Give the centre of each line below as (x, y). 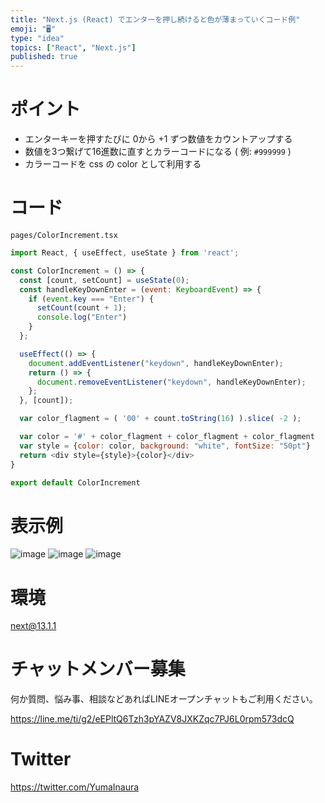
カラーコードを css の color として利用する (113, 164)
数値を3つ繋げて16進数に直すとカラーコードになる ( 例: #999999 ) (158, 152)
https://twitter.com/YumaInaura (75, 787)
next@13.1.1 (33, 626)
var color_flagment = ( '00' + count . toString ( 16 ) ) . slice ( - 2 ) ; (160, 419)
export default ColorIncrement (75, 482)
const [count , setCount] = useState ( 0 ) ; (104, 280)
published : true (44, 57)
